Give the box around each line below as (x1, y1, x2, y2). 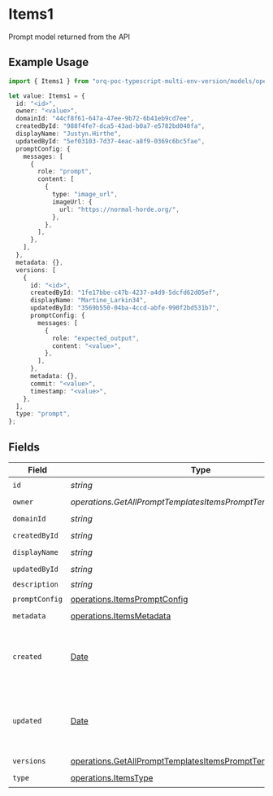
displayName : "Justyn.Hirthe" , (15, 130, 122, 138)
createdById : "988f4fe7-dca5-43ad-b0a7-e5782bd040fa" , (15, 122, 206, 130)
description (12, 579, 59, 589)
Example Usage (8, 55, 89, 69)
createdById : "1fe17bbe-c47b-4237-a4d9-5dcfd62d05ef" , (29, 288, 220, 297)
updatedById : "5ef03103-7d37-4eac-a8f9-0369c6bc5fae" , (15, 137, 206, 145)
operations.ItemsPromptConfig (70, 594, 188, 605)
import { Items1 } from (8, 77, 89, 86)
